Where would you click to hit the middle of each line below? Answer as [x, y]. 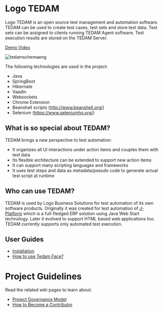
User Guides [25, 239]
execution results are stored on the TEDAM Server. [56, 38]
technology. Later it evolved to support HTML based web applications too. [80, 218]
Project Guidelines [43, 276]
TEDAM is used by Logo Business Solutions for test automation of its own [79, 203]
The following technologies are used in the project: [56, 66]
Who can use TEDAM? [40, 191]
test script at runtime [33, 176]
